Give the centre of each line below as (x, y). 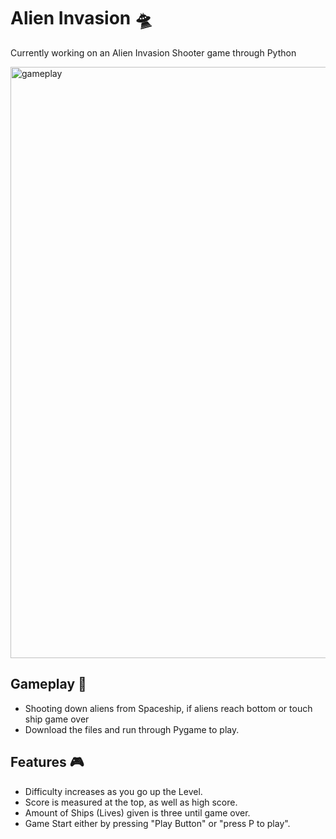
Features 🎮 (47, 762)
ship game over (57, 719)
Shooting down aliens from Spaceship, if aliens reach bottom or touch (168, 708)
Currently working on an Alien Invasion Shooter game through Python (153, 52)
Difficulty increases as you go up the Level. (113, 791)
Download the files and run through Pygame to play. (132, 729)
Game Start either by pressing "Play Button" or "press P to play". (157, 823)
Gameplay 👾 (48, 684)
